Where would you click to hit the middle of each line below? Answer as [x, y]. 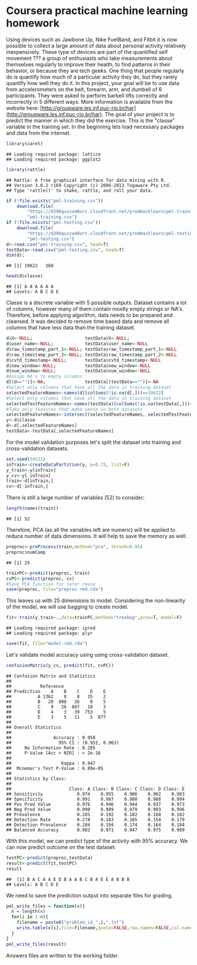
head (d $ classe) [25, 276]
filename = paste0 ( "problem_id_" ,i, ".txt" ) [71, 922]
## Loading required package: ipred [51, 628]
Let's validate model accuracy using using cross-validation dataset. [88, 655]
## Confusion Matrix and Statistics [51, 676]
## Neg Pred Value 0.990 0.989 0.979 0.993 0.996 [95, 809]
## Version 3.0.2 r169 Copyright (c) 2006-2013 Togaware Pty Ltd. [89, 185]
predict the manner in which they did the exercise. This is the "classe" [90, 120]
